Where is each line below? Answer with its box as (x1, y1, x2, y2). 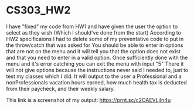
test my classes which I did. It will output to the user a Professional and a (6, 73, 182, 80)
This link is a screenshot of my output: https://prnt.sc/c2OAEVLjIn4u (6, 96, 171, 103)
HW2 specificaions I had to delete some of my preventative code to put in (6, 35, 184, 42)
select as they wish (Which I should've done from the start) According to (6, 29, 182, 36)
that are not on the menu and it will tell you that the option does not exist (6, 47, 181, 54)
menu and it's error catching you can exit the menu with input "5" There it (6, 60, 184, 67)
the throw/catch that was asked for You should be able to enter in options (6, 42, 183, 49)
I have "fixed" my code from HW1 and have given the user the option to (6, 23, 178, 30)
